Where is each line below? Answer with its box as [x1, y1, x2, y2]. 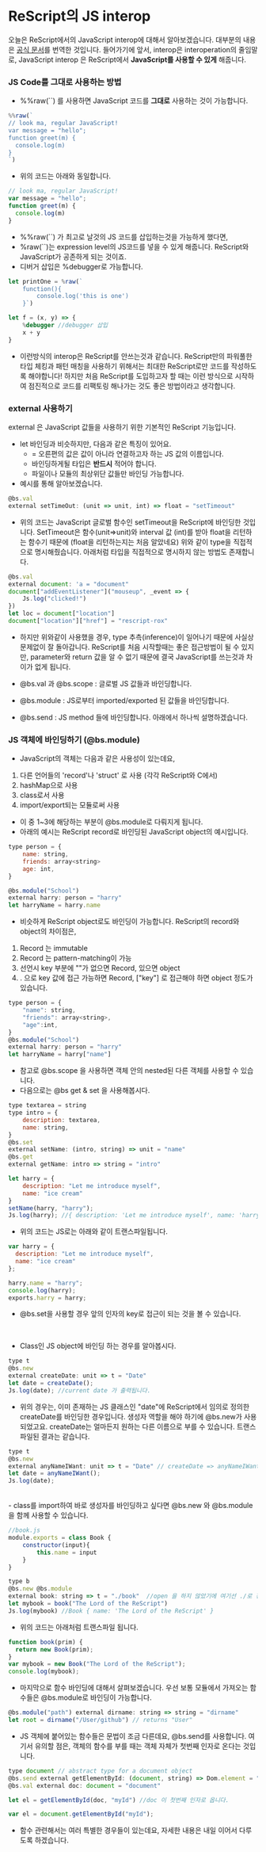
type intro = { [8, 1109, 59, 1117]
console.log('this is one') [36, 292, 129, 300]
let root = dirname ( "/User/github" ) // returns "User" [8, 1716, 193, 1724]
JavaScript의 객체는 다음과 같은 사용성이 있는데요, [19, 754, 176, 763]
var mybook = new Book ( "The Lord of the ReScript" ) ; [8, 1660, 186, 1668]
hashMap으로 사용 [19, 781, 78, 790]
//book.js [8, 1526, 41, 1534]
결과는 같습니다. [40, 1431, 90, 1441]
